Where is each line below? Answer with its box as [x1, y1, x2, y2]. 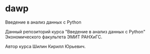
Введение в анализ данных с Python [5, 19, 81, 25]
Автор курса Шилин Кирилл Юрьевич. [5, 43, 86, 49]
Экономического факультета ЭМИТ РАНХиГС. [5, 34, 103, 40]
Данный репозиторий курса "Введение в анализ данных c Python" [5, 28, 146, 34]
